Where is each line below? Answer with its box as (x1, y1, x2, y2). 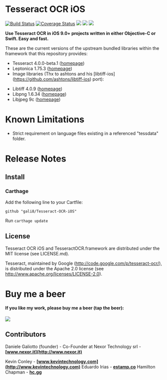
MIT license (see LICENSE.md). (5, 250, 70, 256)
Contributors (5, 330, 46, 339)
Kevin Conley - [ (5, 358, 38, 365)
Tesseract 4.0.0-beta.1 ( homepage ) (12, 60, 85, 66)
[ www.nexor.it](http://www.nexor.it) (5, 349, 82, 355)
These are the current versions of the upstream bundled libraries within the (5, 45, 160, 51)
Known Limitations (5, 114, 85, 125)
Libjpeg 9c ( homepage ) (12, 96, 61, 102)
